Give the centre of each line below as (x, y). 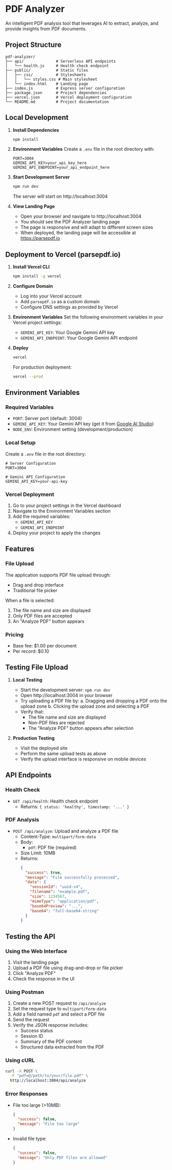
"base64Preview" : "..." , (56, 906)
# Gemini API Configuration (35, 477)
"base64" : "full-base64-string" (64, 911)
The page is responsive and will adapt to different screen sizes (87, 228)
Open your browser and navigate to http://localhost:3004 (81, 216)
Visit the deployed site (44, 748)
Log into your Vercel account (51, 296)
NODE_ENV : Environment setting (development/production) (73, 429)
